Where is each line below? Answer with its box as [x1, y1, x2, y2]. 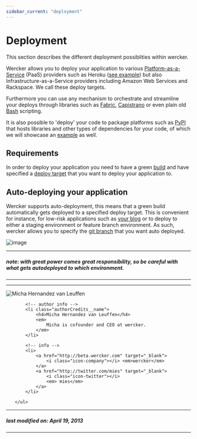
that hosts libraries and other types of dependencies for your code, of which [6, 125, 191, 132]
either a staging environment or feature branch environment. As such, [6, 222, 175, 229]
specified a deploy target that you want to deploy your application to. [6, 170, 173, 177]
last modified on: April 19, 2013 [6, 417, 83, 424]
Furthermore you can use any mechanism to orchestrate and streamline [6, 95, 179, 102]
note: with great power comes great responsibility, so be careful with [6, 258, 178, 265]
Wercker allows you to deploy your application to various [6, 65, 144, 72]
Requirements [6, 148, 59, 158]
